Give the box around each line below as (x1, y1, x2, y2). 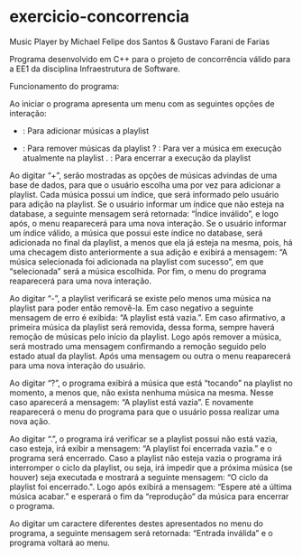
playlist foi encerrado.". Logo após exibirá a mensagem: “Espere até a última (9, 481, 293, 492)
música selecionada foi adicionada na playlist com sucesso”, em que (9, 255, 264, 267)
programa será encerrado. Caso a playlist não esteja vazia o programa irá (9, 452, 282, 463)
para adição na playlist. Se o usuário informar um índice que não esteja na (9, 199, 285, 209)
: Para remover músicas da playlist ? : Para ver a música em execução (22, 143, 282, 153)
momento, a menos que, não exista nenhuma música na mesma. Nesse (9, 386, 274, 398)
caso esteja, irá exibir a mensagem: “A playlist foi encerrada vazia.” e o (9, 442, 272, 453)
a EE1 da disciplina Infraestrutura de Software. (9, 63, 180, 74)
